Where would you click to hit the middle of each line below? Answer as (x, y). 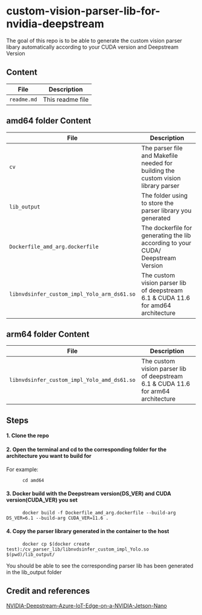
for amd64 (156, 305)
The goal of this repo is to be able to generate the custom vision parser (94, 40)
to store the (158, 203)
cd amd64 (33, 480)
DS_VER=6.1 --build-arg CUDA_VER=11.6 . (58, 518)
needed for (157, 163)
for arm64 (155, 392)
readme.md (23, 99)
